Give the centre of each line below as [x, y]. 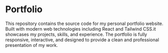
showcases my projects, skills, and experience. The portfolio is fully [76, 34]
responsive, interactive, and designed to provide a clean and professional [82, 40]
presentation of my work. [32, 45]
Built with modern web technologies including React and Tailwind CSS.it [81, 29]
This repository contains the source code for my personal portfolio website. [85, 23]
